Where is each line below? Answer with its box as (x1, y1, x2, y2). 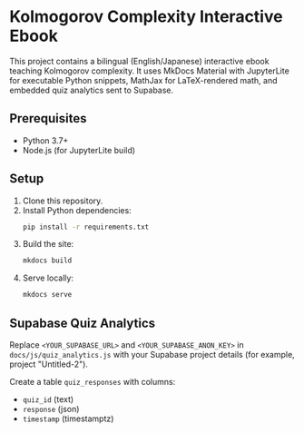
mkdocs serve (22, 290, 73, 300)
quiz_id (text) (22, 394, 74, 405)
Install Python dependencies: (22, 204, 132, 215)
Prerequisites (9, 111, 87, 126)
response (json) (22, 404, 80, 414)
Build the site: (22, 239, 74, 250)
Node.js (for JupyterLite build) (22, 144, 136, 155)
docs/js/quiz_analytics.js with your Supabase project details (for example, (9, 349, 295, 359)
